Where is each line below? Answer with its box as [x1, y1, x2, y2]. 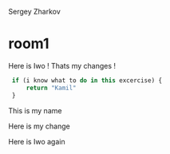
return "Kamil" [26, 84, 77, 92]
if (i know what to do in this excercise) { [11, 76, 162, 85]
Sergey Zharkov [8, 7, 61, 16]
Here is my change [8, 121, 70, 131]
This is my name [8, 105, 62, 115]
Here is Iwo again [8, 136, 65, 146]
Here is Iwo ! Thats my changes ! [8, 61, 117, 70]
